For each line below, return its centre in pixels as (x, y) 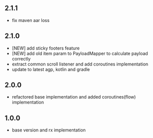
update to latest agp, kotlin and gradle (51, 69)
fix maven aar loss (31, 20)
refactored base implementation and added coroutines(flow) (74, 97)
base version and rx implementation (49, 130)
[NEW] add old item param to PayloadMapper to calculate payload (80, 53)
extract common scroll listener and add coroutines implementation (80, 64)
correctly (21, 58)
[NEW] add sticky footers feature (46, 48)
